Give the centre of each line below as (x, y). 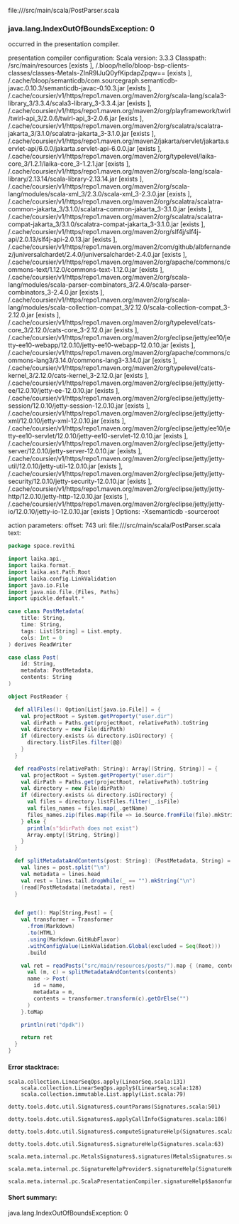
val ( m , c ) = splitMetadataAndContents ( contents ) (101, 972)
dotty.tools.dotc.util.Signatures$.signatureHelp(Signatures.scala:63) (116, 1144)
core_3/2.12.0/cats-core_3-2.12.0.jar (60, 330)
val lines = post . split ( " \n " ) (66, 867)
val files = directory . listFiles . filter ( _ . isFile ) (103, 802)
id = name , (50, 986)
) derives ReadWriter (40, 644)
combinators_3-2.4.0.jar (43, 292)
